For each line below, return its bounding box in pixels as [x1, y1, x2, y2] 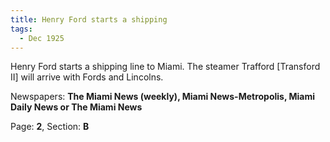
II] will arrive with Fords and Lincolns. [10, 71, 164, 83]
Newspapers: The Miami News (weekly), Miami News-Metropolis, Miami [10, 91, 316, 103]
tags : [10, 24, 33, 34]
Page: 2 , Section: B [10, 121, 90, 133]
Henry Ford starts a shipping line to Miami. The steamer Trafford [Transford [10, 61, 321, 73]
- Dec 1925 [19, 33, 65, 43]
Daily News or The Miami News [10, 101, 143, 113]
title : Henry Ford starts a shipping [10, 14, 168, 25]
